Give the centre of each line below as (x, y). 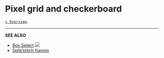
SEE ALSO (15, 35)
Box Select (23, 45)
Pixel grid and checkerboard (63, 9)
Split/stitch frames (31, 50)
